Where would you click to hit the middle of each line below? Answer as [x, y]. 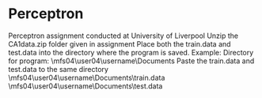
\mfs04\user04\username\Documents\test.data [85, 86]
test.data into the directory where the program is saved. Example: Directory [131, 52]
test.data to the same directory [59, 69]
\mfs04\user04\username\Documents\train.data [87, 77]
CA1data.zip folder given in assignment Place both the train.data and [120, 43]
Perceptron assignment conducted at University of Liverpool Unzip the [123, 36]
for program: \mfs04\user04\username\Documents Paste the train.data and [131, 61]
